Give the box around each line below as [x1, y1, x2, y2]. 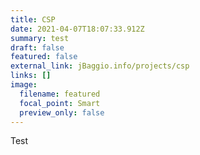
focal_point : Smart [19, 98, 101, 108]
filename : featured [19, 89, 101, 99]
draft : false [10, 42, 65, 53]
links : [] [10, 71, 52, 81]
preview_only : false [19, 107, 105, 118]
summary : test [10, 33, 70, 43]
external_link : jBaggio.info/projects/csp [10, 61, 190, 71]
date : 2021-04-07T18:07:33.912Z [10, 24, 145, 34]
